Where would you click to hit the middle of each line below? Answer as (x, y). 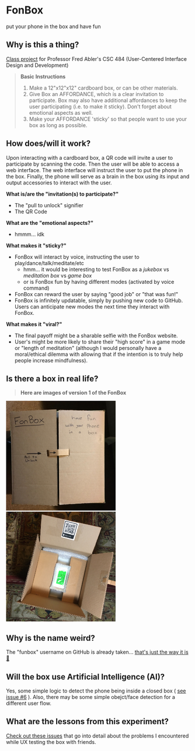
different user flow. (29, 703)
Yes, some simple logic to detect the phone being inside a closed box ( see (96, 691)
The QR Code (31, 211)
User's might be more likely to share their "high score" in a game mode (100, 342)
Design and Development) (37, 65)
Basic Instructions (43, 76)
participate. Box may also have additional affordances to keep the (108, 100)
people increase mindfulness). (51, 360)
